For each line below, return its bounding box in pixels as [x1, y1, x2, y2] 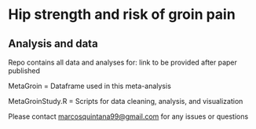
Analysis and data [8, 37, 98, 50]
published [8, 66, 41, 76]
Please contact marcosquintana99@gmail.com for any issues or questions [8, 112, 249, 121]
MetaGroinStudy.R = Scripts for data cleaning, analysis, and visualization [8, 97, 243, 105]
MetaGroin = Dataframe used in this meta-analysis [8, 81, 171, 90]
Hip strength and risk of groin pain [8, 6, 236, 24]
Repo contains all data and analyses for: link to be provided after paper [8, 57, 238, 67]
